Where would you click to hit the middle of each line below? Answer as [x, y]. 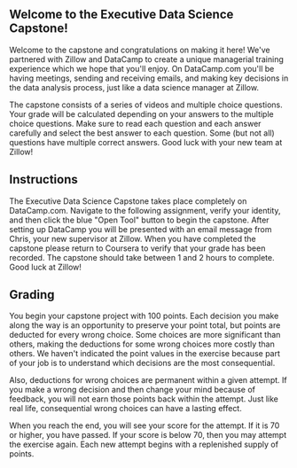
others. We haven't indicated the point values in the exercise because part [145, 354]
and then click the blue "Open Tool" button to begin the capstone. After [139, 220]
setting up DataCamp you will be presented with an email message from [141, 229]
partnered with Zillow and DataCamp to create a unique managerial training [146, 59]
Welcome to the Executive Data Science [121, 15]
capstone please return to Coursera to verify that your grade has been [137, 248]
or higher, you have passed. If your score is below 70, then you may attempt [148, 435]
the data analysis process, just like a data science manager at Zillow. [134, 87]
